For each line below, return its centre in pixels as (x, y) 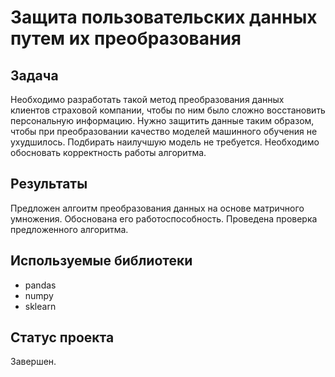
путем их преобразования (126, 38)
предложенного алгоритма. (69, 229)
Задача (34, 75)
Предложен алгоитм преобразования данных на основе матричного (157, 208)
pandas (40, 285)
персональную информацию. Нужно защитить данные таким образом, (162, 120)
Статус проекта (62, 337)
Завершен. (33, 362)
